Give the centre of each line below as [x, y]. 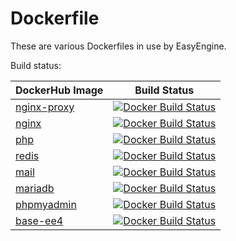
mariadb [35, 188]
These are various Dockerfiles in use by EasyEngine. [118, 46]
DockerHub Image [59, 90]
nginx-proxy [45, 107]
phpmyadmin [46, 204]
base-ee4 [39, 220]
